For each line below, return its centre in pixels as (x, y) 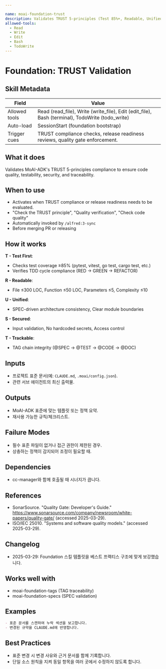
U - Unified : (17, 300)
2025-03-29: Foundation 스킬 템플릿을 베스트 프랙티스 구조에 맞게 (77, 557)
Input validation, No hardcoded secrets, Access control (68, 329)
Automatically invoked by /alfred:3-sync (54, 223)
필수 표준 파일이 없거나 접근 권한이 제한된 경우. (57, 445)
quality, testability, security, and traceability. (50, 174)
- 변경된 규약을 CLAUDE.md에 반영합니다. (42, 627)
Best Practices (28, 643)
